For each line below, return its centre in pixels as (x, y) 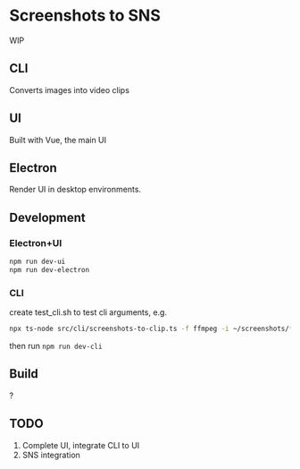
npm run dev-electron (50, 269)
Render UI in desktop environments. (75, 190)
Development (48, 217)
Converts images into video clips (69, 90)
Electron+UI (36, 243)
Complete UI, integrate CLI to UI (81, 445)
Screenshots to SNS (85, 16)
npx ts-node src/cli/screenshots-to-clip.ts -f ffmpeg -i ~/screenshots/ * (151, 329)
